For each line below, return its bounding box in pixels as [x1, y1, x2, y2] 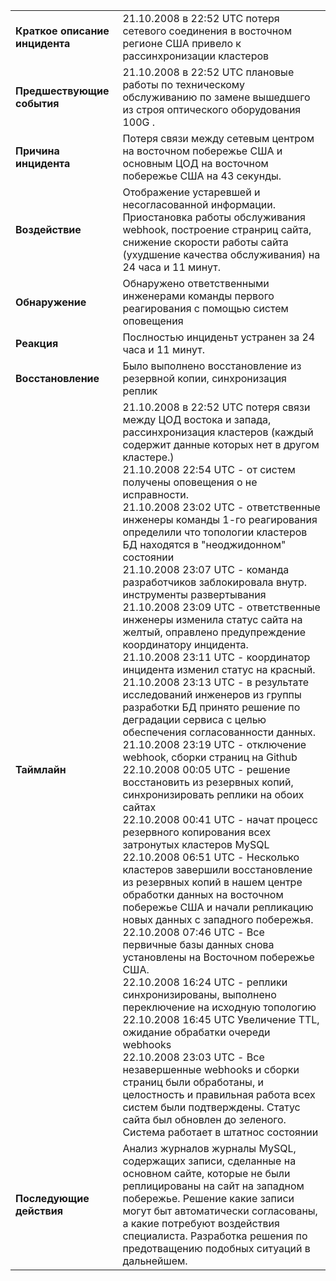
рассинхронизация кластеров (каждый [122, 425, 314, 439]
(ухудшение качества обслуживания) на [122, 248, 321, 261]
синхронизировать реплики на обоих [122, 788, 305, 801]
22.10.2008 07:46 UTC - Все [122, 925, 265, 939]
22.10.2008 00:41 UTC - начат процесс [122, 813, 318, 826]
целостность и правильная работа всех [122, 1088, 316, 1101]
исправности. [122, 488, 189, 501]
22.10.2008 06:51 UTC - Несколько [122, 850, 300, 864]
